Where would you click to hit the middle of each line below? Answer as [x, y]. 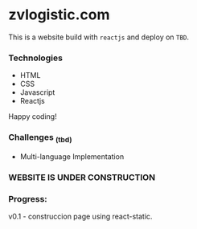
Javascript [37, 92]
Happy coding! [33, 117]
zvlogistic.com [59, 15]
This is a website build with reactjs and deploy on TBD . [99, 37]
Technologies [35, 58]
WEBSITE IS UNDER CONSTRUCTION [82, 177]
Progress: [28, 198]
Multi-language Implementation [72, 156]
